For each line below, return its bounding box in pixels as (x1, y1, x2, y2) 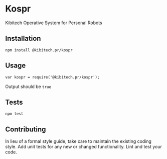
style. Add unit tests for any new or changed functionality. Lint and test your (5, 144, 162, 150)
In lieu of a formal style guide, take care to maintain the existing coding (5, 138, 152, 144)
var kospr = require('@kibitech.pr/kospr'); (5, 74, 100, 79)
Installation (5, 34, 41, 43)
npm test (5, 111, 24, 116)
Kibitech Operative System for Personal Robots (5, 20, 102, 26)
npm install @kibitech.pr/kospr (5, 47, 73, 53)
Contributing (5, 125, 46, 133)
